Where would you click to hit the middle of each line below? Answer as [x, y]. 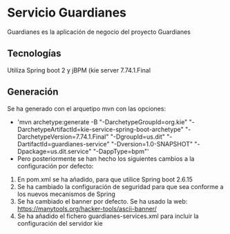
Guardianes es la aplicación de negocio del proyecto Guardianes [99, 32]
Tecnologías [34, 53]
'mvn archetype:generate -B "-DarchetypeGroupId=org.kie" [102, 121]
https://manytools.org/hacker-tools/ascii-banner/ [87, 208]
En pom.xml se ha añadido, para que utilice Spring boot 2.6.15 [105, 179]
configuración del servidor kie [60, 223]
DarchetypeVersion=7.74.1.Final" [63, 137]
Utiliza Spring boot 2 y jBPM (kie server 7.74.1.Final [79, 70]
